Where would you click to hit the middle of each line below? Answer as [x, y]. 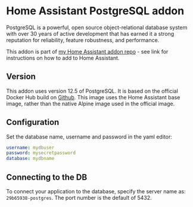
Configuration [33, 122]
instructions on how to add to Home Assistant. [63, 58]
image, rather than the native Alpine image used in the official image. [91, 103]
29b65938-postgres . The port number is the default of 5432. [79, 198]
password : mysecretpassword [41, 153]
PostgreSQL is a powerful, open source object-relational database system [97, 27]
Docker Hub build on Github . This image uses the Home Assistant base [93, 97]
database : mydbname [30, 159]
